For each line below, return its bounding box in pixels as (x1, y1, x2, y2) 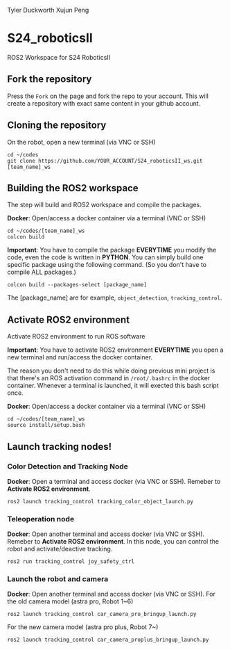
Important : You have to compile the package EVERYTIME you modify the (7, 246, 217, 254)
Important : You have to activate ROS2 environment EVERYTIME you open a (7, 346, 224, 354)
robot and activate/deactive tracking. (7, 545, 113, 553)
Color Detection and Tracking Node (7, 462, 128, 471)
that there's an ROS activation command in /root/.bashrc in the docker (7, 374, 211, 382)
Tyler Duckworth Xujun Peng (7, 6, 89, 14)
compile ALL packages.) (7, 268, 76, 277)
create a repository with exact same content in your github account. (7, 99, 201, 107)
